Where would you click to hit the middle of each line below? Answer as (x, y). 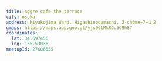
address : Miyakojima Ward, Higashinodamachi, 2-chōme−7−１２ (82, 22)
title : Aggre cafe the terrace (44, 11)
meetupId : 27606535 (30, 49)
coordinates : (22, 33)
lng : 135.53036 (30, 44)
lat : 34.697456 (30, 38)
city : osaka (21, 17)
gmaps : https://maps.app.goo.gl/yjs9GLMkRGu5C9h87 (69, 28)
